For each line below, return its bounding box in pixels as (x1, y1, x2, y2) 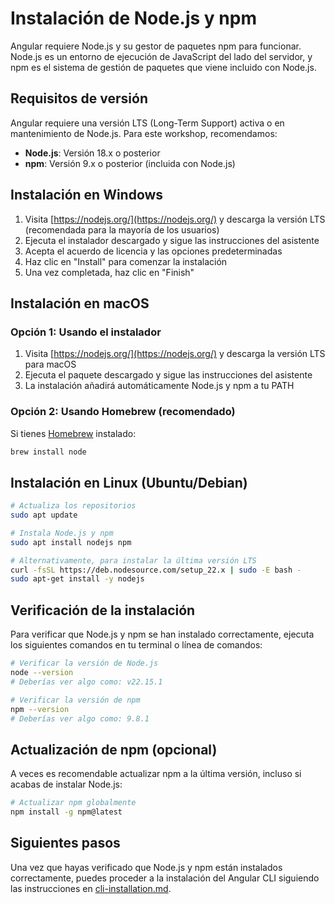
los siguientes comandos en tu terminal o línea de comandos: (10, 639, 263, 651)
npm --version (10, 704, 70, 714)
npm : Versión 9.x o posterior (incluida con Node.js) (24, 157, 236, 169)
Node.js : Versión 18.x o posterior (24, 147, 161, 159)
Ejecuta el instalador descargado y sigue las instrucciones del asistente (24, 234, 320, 246)
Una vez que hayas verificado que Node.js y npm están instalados (10, 861, 283, 873)
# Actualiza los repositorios (10, 501, 137, 511)
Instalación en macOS (10, 295, 150, 312)
